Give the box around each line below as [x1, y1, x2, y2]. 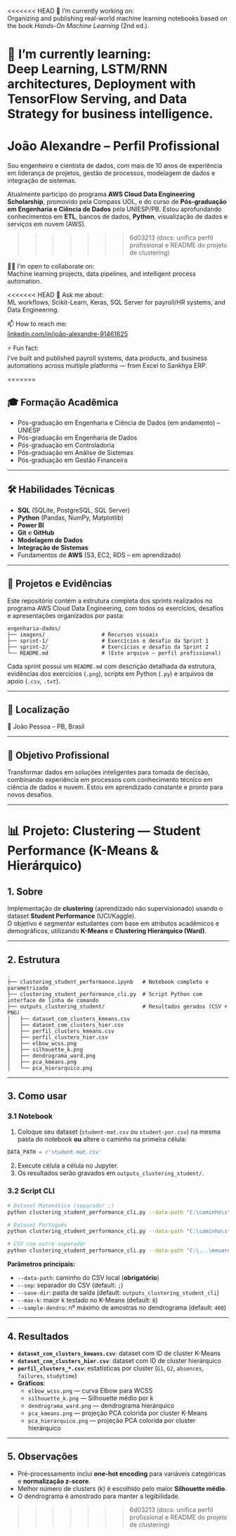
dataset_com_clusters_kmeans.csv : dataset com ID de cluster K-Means [17, 1349, 221, 1357]
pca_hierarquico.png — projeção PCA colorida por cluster [27, 1416, 196, 1424]
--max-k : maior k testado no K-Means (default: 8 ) [17, 1296, 158, 1305]
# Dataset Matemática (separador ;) [7, 1202, 114, 1209]
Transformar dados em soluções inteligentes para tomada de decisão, [7, 768, 210, 776]
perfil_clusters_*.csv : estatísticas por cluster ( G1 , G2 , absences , [17, 1364, 204, 1372]
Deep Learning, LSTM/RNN [7, 61, 168, 77]
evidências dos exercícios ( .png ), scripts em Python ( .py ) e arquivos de [7, 669, 214, 678]
